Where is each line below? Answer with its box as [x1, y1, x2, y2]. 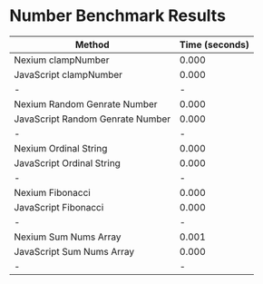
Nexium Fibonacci [14, 186, 91, 199]
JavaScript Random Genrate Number [14, 113, 171, 125]
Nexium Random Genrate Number [14, 97, 158, 110]
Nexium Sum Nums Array [14, 230, 122, 243]
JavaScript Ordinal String [14, 156, 121, 169]
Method [74, 38, 111, 51]
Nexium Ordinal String [14, 142, 108, 154]
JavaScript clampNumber [14, 68, 123, 81]
